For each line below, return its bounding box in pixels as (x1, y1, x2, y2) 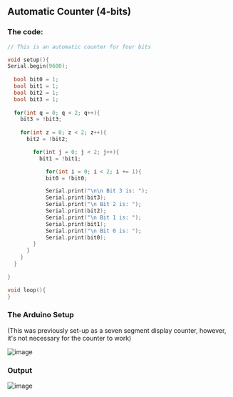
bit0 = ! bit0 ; (45, 175, 88, 182)
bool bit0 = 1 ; (14, 76, 59, 83)
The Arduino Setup (7, 310, 75, 320)
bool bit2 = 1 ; (14, 89, 59, 96)
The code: (7, 27, 43, 37)
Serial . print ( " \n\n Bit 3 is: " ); (45, 187, 148, 195)
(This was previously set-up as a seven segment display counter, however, (7, 326, 227, 334)
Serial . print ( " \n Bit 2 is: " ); (45, 201, 142, 208)
